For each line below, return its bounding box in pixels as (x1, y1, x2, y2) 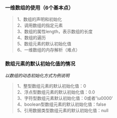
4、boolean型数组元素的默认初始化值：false (17, 101, 106, 107)
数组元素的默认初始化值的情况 (5, 60, 76, 67)
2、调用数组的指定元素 (17, 23, 63, 28)
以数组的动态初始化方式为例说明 (5, 72, 70, 78)
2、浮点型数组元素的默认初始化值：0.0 (17, 89, 95, 95)
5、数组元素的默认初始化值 (17, 41, 72, 47)
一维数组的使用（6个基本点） (5, 4, 74, 11)
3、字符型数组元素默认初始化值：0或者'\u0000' (17, 95, 114, 101)
